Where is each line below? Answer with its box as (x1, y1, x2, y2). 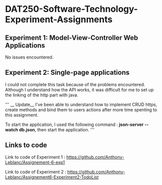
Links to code (5, 141, 47, 150)
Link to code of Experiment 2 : (5, 169, 66, 175)
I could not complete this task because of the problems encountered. (5, 81, 145, 87)
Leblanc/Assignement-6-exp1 (5, 159, 65, 165)
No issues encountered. (5, 54, 54, 60)
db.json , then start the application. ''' (19, 126, 95, 132)
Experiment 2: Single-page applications (5, 68, 130, 77)
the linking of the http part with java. (5, 92, 79, 98)
